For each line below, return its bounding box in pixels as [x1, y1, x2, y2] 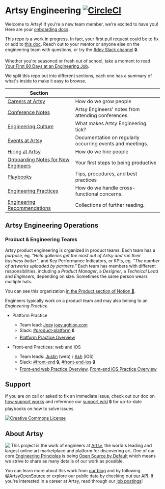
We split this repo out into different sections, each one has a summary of [5, 73, 152, 79]
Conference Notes [7, 109, 50, 115]
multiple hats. [5, 278, 33, 284]
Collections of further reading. [75, 201, 145, 208]
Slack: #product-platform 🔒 [19, 327, 75, 333]
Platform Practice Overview [19, 334, 75, 340]
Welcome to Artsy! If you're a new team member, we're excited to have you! [5, 21, 159, 27]
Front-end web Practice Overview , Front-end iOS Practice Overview [19, 366, 157, 372]
